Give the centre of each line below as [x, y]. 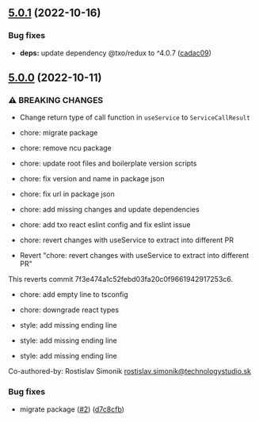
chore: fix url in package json [67, 194]
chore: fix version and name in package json [92, 179]
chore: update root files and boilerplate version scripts [108, 163]
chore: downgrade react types [69, 310]
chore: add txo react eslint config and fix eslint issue [105, 225]
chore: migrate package [59, 133]
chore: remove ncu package [66, 148]
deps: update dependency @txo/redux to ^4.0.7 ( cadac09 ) [116, 53]
